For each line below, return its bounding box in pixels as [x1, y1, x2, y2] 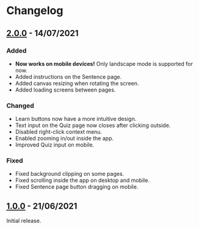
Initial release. [6, 217, 42, 225]
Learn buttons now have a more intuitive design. [15, 115, 137, 123]
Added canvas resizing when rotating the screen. [15, 79, 139, 87]
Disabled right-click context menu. [15, 128, 103, 136]
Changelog [6, 4, 63, 18]
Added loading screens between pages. [15, 86, 116, 93]
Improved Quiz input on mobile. [15, 141, 95, 148]
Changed [6, 101, 35, 110]
